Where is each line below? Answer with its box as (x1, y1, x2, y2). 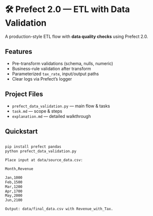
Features (5, 48, 32, 56)
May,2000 (5, 193, 23, 198)
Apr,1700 (5, 189, 23, 194)
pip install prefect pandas (5, 144, 62, 150)
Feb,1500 (5, 180, 23, 184)
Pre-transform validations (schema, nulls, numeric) (12, 60, 113, 66)
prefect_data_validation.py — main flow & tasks (12, 103, 110, 109)
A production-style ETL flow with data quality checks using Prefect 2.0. (5, 33, 148, 39)
